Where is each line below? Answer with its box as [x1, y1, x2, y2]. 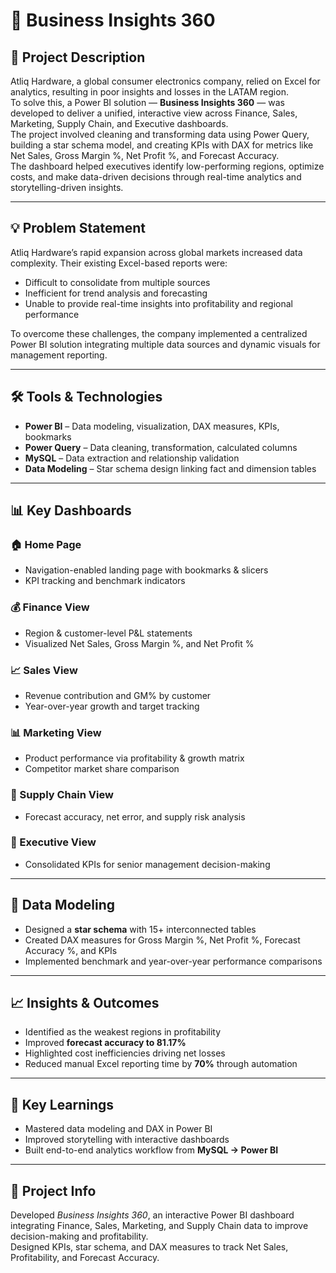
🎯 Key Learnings [10, 1096, 115, 1113]
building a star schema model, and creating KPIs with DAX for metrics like [10, 139, 314, 151]
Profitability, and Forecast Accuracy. [10, 1252, 160, 1264]
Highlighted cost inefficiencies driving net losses [24, 1047, 226, 1059]
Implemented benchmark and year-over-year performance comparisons [24, 955, 323, 967]
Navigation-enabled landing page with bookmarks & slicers [24, 564, 269, 576]
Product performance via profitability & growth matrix [24, 752, 245, 764]
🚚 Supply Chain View [10, 788, 114, 802]
